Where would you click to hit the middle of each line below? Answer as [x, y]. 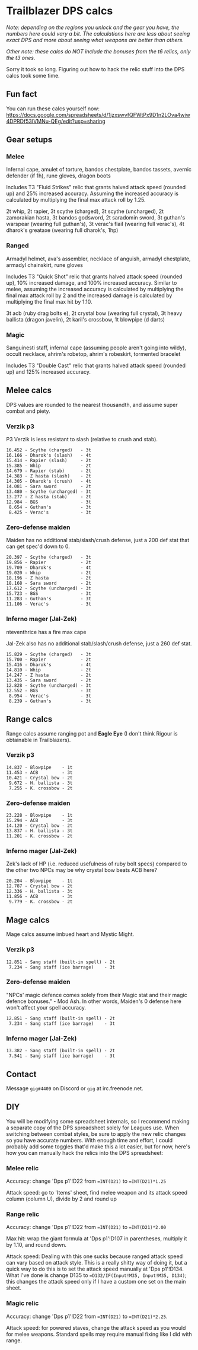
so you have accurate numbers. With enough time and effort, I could [90, 1140]
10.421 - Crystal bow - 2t [39, 778]
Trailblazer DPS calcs [60, 11]
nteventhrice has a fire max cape [46, 632]
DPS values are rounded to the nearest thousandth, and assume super [92, 405]
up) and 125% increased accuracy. [48, 372]
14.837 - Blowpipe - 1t [39, 767]
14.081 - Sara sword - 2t [49, 487]
